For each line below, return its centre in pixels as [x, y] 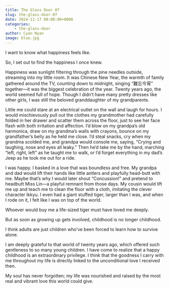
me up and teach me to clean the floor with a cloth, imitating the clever [79, 189]
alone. [12, 234]
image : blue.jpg [22, 38]
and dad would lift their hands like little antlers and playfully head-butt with [83, 173]
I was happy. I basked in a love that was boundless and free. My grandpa [81, 168]
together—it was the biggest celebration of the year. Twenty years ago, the [83, 89]
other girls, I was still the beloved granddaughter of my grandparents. [77, 100]
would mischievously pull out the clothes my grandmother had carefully [79, 115]
